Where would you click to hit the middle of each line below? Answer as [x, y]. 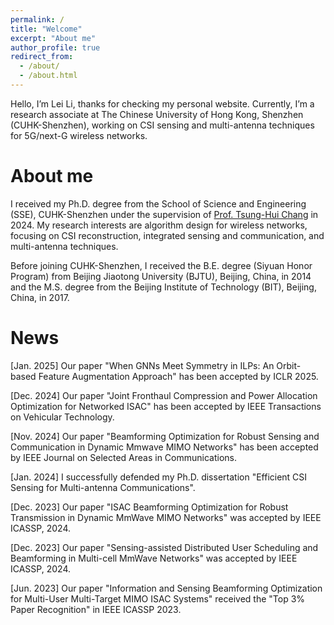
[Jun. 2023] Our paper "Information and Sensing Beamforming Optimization [166, 588]
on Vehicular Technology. [62, 417]
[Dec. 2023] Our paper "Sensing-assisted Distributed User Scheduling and [164, 547]
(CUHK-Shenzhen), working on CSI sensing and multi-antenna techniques [162, 125]
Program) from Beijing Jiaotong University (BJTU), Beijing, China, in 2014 [161, 276]
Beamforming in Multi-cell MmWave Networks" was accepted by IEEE [154, 558]
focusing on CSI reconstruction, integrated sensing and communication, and [167, 235]
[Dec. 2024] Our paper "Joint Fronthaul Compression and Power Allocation [164, 395]
